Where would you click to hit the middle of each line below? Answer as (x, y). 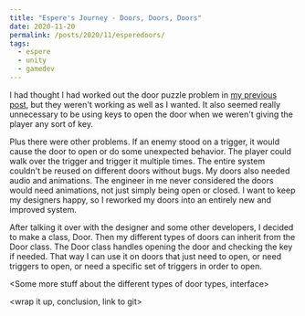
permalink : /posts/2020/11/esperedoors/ (88, 35)
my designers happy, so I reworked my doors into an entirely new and (141, 200)
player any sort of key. (52, 123)
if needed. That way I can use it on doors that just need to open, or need (145, 256)
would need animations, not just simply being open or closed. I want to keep (152, 190)
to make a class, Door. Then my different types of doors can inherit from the (152, 237)
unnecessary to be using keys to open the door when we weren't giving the (152, 114)
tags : (20, 43)
